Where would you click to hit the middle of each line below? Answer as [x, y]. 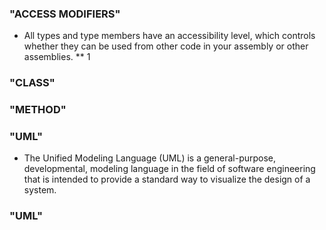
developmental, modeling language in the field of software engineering [169, 169]
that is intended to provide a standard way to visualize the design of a [167, 179]
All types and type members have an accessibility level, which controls [169, 36]
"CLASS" [32, 83]
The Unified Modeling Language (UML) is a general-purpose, [150, 158]
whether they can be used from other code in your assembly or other [166, 46]
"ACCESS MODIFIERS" [65, 14]
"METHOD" [38, 110]
